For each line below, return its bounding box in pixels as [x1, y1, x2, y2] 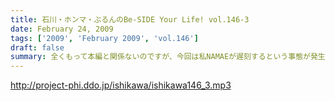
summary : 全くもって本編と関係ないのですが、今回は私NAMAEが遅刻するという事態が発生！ [10, 52, 333, 62]
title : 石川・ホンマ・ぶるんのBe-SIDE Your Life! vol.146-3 [10, 14, 250, 25]
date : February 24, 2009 [10, 24, 114, 34]
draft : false [10, 42, 65, 53]
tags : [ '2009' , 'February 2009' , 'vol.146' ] [10, 33, 199, 43]
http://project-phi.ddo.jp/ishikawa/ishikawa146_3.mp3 [10, 79, 232, 91]
